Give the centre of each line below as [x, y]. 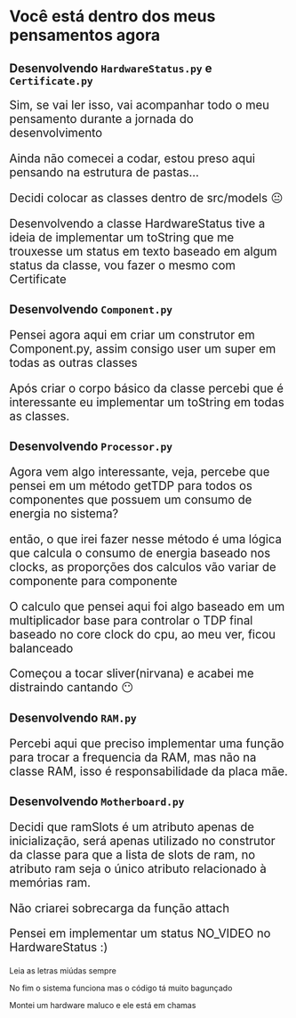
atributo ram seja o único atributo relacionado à [138, 869]
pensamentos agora [85, 35]
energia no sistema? [64, 513]
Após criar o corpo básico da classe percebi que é [147, 388]
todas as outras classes [73, 362]
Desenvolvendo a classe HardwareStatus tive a [137, 223]
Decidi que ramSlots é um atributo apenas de [132, 827]
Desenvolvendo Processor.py [91, 447]
